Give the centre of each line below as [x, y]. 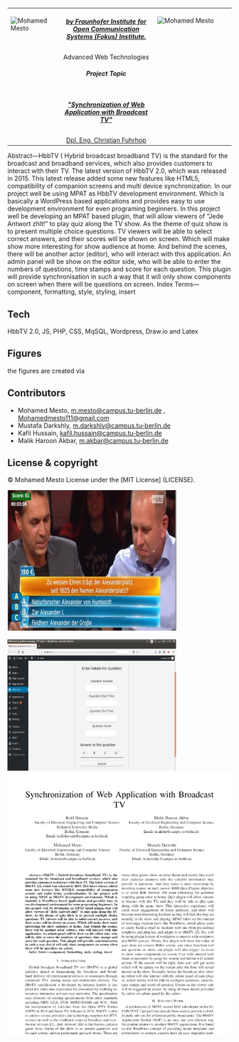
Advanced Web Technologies [106, 57]
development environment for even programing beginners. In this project [114, 209]
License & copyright [53, 463]
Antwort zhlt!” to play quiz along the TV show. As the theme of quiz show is [118, 224]
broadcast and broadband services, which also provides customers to [110, 164]
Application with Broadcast [106, 112]
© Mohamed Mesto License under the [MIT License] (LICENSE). [101, 480]
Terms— [187, 285]
